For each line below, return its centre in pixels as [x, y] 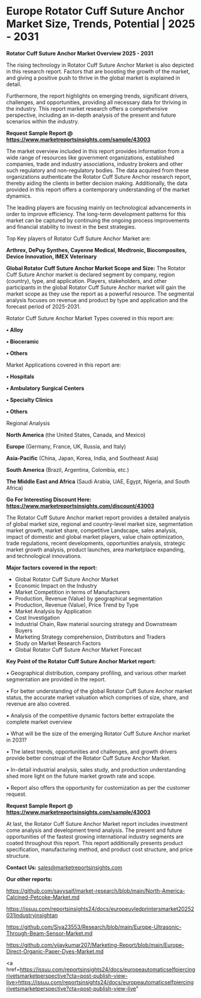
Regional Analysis [28, 423]
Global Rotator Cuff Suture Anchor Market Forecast [78, 649]
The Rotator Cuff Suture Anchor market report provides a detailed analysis [98, 517]
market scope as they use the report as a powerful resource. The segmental [100, 294]
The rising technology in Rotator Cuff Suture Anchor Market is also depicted [100, 65]
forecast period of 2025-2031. [43, 306]
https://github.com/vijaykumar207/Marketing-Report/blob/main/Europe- [95, 945]
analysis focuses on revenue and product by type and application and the [97, 300]
